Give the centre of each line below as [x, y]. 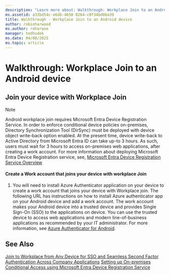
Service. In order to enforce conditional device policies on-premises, [77, 125]
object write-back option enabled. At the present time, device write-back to [84, 135]
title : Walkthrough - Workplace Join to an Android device [69, 19]
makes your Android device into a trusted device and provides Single [84, 207]
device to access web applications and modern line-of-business [79, 217]
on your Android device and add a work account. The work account [83, 201]
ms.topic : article [25, 43]
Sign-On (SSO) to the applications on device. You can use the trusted [85, 212]
